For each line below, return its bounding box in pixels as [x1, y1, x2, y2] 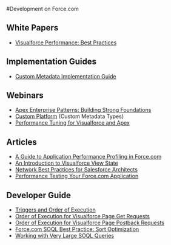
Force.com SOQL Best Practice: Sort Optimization [15, 226, 139, 233]
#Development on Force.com [6, 5, 79, 12]
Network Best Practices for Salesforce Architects [15, 166, 138, 173]
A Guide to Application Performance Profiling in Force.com [15, 153, 162, 160]
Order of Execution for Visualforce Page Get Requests [15, 213, 150, 220]
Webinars [6, 91, 44, 101]
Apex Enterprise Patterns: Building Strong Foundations [15, 106, 152, 114]
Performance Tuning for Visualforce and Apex [15, 119, 130, 126]
